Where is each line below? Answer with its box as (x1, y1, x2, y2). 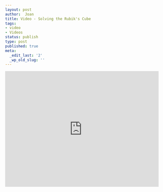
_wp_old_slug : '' (9, 57, 45, 62)
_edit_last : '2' (9, 53, 43, 58)
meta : (5, 48, 16, 53)
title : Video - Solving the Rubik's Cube (5, 16, 91, 21)
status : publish (5, 35, 38, 40)
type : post (5, 39, 27, 44)
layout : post (5, 7, 32, 12)
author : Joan (5, 12, 34, 17)
